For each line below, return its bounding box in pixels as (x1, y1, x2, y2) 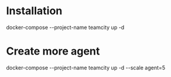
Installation (6, 4, 63, 18)
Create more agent (6, 44, 100, 58)
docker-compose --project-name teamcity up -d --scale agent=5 (6, 64, 166, 71)
